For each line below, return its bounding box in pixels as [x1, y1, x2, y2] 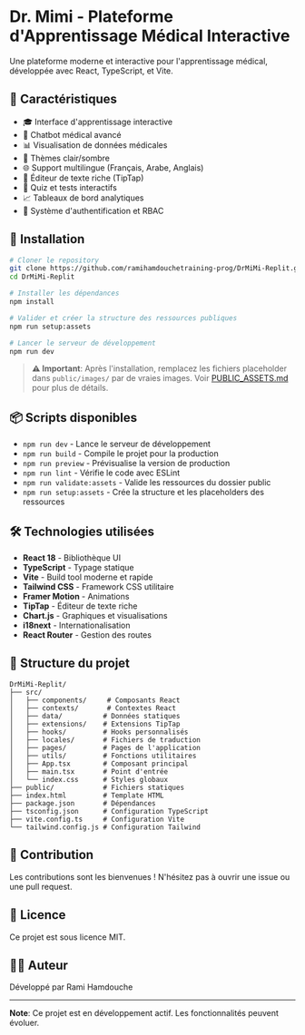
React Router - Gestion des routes [22, 630, 152, 640]
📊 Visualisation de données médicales [22, 139, 168, 151]
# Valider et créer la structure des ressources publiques [9, 313, 238, 323]
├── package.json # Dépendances [9, 798, 156, 808]
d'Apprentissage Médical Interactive [9, 25, 290, 46]
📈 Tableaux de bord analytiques [22, 192, 144, 203]
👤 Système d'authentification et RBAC [22, 205, 164, 216]
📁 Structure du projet [9, 656, 130, 671]
